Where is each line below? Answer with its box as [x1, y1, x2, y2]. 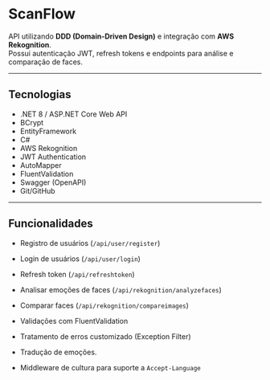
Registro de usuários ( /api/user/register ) [19, 238, 161, 247]
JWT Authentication [19, 152, 87, 161]
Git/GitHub [19, 186, 55, 195]
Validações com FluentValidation [19, 316, 129, 325]
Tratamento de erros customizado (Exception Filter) [19, 331, 191, 341]
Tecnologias [8, 88, 72, 101]
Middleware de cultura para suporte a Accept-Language [19, 362, 201, 372]
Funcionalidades [8, 217, 94, 231]
